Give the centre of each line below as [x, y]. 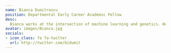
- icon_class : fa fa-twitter [36, 38]
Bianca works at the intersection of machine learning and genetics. [85, 24]
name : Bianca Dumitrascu [32, 10]
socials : [15, 33]
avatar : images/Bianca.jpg [34, 29]
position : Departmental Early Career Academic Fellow [64, 15]
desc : [11, 19]
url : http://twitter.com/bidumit [45, 43]
